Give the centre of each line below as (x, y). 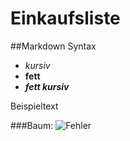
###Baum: (32, 125)
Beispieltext (34, 106)
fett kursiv (47, 86)
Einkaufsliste (65, 18)
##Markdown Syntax (53, 46)
